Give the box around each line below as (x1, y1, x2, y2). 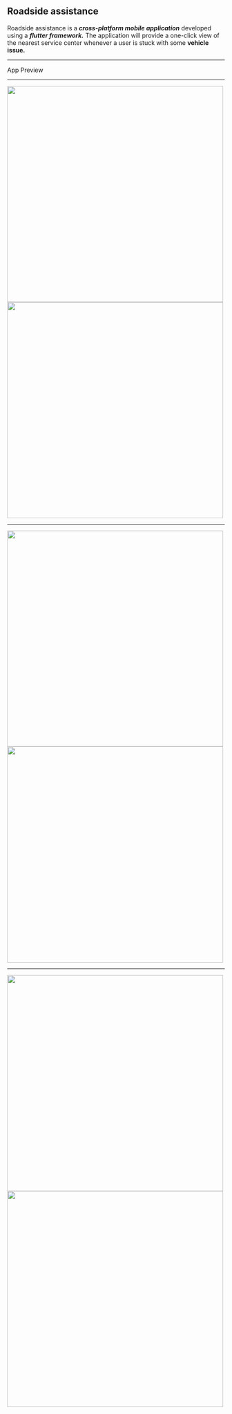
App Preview (7, 66, 43, 74)
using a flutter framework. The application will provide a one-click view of (7, 31, 220, 39)
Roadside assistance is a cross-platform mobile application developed (7, 23, 212, 32)
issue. (7, 46, 26, 54)
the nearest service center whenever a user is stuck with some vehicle (7, 38, 209, 47)
